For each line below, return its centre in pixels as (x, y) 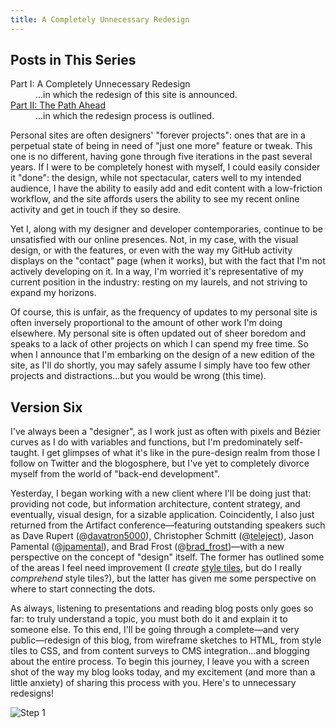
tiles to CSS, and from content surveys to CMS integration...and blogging (160, 651)
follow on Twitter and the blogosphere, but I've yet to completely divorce (160, 463)
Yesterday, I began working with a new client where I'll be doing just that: (161, 493)
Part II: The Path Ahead (58, 105)
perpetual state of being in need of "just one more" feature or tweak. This (161, 146)
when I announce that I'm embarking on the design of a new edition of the (162, 355)
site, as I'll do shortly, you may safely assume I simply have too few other (160, 365)
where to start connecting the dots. (83, 589)
